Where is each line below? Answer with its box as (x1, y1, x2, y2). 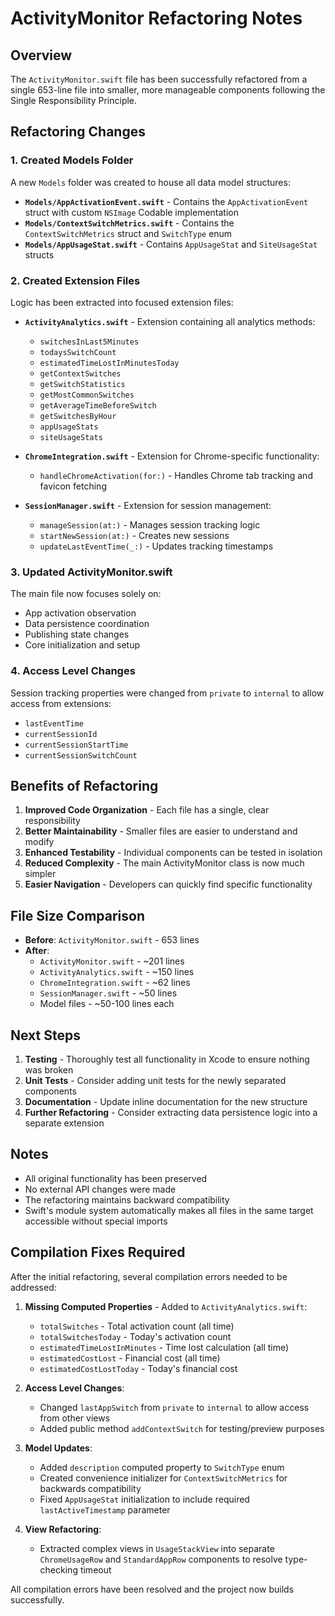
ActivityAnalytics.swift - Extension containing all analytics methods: (24, 315, 316, 327)
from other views (39, 1412, 111, 1424)
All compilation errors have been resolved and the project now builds (10, 1583, 295, 1595)
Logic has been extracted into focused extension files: (10, 296, 234, 308)
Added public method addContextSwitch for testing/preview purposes (39, 1422, 325, 1434)
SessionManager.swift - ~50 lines (39, 987, 178, 999)
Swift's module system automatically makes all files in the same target (24, 1204, 314, 1216)
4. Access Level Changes (10, 664, 136, 678)
